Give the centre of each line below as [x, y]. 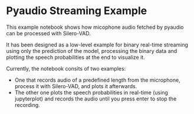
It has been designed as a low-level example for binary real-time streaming [97, 45]
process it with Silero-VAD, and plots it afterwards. [76, 86]
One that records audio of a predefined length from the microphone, [98, 80]
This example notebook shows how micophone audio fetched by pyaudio [95, 27]
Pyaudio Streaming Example [77, 11]
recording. [27, 105]
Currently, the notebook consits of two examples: [66, 68]
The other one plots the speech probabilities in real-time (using [91, 92]
